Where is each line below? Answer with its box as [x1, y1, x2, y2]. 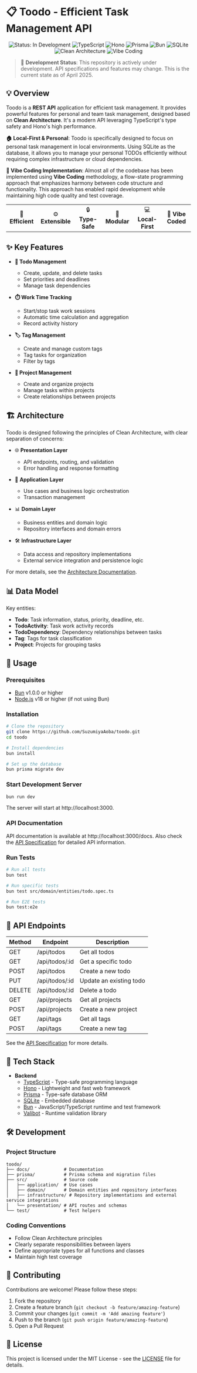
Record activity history [23, 319, 78, 327]
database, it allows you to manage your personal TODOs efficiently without [6, 149, 187, 156]
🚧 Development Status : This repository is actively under [20, 59, 157, 66]
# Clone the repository [6, 723, 64, 730]
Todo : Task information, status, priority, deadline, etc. [14, 616, 144, 623]
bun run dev [6, 794, 35, 800]
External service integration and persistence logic [23, 557, 144, 564]
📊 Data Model [6, 586, 59, 596]
